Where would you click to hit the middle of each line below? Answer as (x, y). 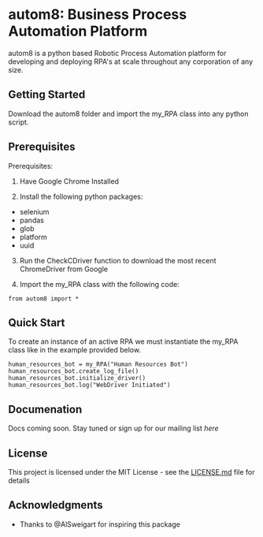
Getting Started (47, 95)
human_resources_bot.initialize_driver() (77, 379)
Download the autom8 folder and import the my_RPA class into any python (129, 114)
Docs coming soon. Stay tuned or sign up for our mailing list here (113, 428)
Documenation (45, 409)
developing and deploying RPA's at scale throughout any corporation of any (131, 62)
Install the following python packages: (81, 196)
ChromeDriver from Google (64, 269)
